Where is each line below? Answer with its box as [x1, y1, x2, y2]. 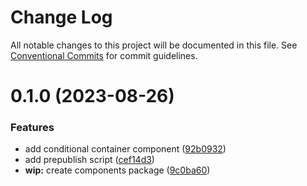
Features [10, 121, 55, 135]
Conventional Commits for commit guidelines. [10, 49, 198, 61]
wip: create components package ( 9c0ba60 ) [24, 164, 211, 176]
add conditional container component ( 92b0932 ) [24, 143, 227, 155]
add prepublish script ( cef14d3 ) [24, 154, 155, 166]
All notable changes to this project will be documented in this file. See [10, 39, 298, 51]
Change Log [10, 6, 113, 29]
